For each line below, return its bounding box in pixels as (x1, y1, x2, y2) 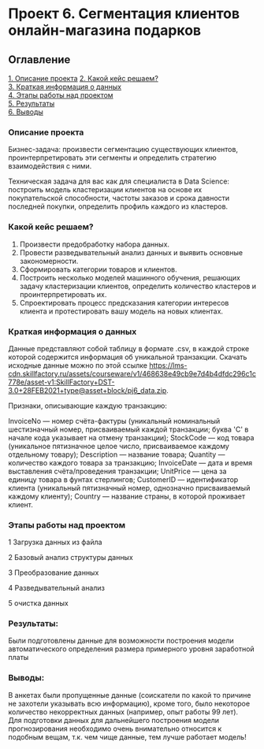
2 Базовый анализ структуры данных (8, 553, 134, 562)
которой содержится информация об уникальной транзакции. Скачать (8, 352, 247, 362)
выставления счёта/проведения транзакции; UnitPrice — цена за (8, 466, 227, 476)
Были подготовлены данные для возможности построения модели (8, 636, 234, 646)
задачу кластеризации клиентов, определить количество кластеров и (19, 281, 257, 291)
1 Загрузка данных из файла (8, 537, 102, 547)
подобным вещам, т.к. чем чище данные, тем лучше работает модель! (8, 732, 247, 741)
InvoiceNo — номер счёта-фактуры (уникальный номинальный (8, 416, 221, 425)
